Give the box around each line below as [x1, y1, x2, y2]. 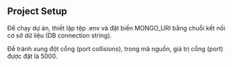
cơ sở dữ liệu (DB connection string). [7, 31, 112, 39]
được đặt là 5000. [7, 52, 57, 60]
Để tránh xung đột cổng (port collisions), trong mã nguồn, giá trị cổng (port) [7, 44, 224, 52]
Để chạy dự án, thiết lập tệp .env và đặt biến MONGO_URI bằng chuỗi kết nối [7, 23, 226, 32]
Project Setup [7, 6, 68, 17]
